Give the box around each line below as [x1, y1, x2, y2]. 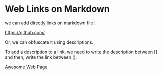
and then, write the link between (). [5, 54, 77, 60]
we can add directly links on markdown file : [5, 20, 96, 26]
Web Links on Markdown [5, 3, 110, 15]
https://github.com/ [5, 29, 45, 35]
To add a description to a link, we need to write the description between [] [5, 49, 157, 55]
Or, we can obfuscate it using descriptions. [5, 39, 94, 45]
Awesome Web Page [5, 64, 48, 70]
